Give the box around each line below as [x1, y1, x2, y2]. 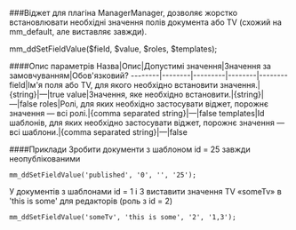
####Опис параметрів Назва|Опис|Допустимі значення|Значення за [9, 61, 271, 71]
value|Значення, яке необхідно [66, 89, 184, 99]
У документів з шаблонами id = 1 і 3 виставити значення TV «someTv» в [9, 186, 282, 196]
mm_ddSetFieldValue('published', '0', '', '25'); [9, 171, 197, 179]
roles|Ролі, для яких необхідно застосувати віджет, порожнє [39, 99, 269, 109]
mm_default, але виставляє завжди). [9, 27, 148, 36]
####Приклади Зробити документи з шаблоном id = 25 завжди [9, 144, 251, 155]
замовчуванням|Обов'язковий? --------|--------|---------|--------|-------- [9, 70, 289, 81]
